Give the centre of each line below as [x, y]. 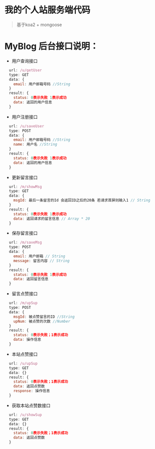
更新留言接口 [24, 177]
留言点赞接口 [24, 294]
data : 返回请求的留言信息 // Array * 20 [52, 219]
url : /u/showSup [25, 415]
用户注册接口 [24, 117]
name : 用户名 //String [35, 145]
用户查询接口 [24, 61]
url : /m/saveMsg [25, 242]
